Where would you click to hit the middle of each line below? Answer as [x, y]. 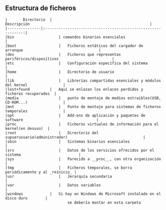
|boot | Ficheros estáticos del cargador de [74, 46]
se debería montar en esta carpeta [104, 203]
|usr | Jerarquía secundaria [59, 176]
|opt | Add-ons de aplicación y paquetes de [75, 115]
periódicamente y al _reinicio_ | [41, 172]
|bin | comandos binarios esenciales [65, 37]
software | [52, 120]
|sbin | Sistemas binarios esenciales [68, 141]
